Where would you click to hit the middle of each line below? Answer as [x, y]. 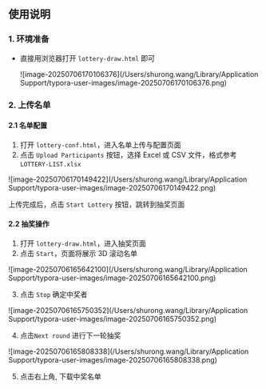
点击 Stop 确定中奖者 [54, 295]
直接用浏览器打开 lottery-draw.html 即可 [87, 58]
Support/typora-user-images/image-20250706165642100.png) [112, 278]
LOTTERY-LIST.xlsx [50, 164]
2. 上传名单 [30, 105]
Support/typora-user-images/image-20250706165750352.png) [113, 319]
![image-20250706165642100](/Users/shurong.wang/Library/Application [128, 270]
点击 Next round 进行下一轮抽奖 [70, 335]
